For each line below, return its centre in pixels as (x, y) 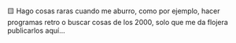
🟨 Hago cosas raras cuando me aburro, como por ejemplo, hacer (114, 11)
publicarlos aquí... (37, 30)
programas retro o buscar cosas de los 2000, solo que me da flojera (118, 22)
